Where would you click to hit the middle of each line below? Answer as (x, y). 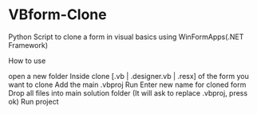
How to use (27, 61)
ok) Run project (34, 101)
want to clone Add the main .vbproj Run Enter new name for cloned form (127, 85)
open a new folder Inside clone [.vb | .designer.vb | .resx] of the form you (128, 76)
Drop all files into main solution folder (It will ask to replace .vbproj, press (128, 92)
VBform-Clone (57, 15)
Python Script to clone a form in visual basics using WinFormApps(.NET (126, 37)
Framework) (28, 45)
